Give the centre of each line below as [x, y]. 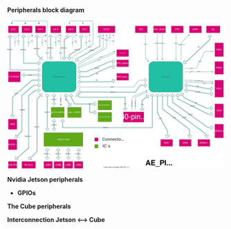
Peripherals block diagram [46, 10]
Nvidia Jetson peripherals [45, 179]
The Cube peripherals [39, 206]
